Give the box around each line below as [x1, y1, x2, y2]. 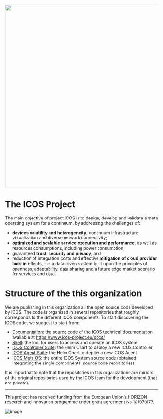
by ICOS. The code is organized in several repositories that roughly [5, 309, 139, 315]
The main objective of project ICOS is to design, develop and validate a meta [5, 215, 158, 221]
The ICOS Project [5, 199, 76, 210]
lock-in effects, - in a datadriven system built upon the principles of [12, 260, 147, 266]
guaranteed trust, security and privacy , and [12, 250, 101, 256]
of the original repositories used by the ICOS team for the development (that [5, 375, 157, 381]
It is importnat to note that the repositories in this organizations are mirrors [5, 369, 154, 375]
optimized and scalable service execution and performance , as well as [12, 240, 157, 246]
